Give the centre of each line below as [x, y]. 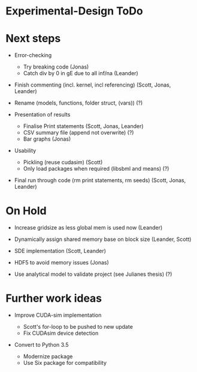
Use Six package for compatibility [65, 363]
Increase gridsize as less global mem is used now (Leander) [88, 228]
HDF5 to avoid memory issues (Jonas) [61, 263]
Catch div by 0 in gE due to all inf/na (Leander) [81, 73]
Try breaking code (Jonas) [56, 67]
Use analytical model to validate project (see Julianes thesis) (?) [93, 274]
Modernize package [48, 356]
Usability [25, 151]
